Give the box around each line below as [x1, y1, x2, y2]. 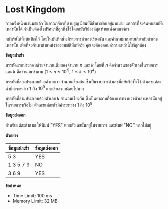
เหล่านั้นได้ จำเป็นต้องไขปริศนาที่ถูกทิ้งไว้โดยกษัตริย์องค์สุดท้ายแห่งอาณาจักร [5, 26, 130, 32]
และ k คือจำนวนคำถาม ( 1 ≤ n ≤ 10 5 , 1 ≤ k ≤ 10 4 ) [5, 67, 96, 74]
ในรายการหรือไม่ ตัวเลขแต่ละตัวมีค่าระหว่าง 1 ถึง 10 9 [5, 101, 93, 108]
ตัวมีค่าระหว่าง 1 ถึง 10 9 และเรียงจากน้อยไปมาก [5, 85, 84, 92]
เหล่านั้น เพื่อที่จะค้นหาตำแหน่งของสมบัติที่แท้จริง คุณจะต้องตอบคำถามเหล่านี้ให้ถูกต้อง [5, 41, 146, 48]
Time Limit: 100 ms [12, 192, 52, 198]
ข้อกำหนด [5, 182, 22, 188]
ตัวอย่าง [5, 132, 18, 138]
